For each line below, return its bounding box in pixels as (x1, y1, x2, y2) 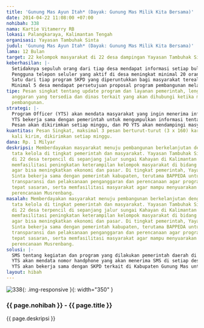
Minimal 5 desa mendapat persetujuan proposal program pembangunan (12, 83, 186, 89)
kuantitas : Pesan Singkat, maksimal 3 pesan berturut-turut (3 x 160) (6, 128, 189, 134)
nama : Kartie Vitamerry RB (6, 26, 75, 32)
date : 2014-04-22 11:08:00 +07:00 (6, 15, 94, 21)
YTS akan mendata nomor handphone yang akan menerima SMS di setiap (12, 258, 189, 264)
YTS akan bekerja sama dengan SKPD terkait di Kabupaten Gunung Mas (12, 263, 189, 270)
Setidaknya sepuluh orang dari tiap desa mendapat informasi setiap (12, 65, 189, 72)
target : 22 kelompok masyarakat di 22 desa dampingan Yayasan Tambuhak (6, 54, 191, 60)
